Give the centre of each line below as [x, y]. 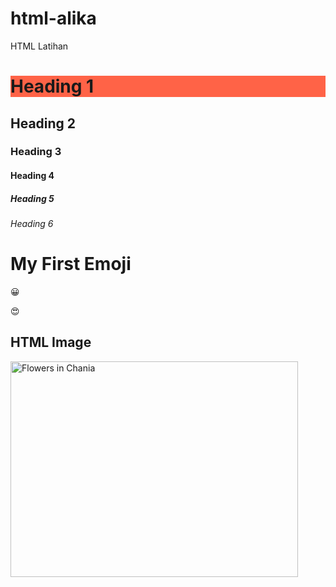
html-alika [53, 18]
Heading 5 [32, 198]
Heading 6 [32, 223]
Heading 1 [52, 86]
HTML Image [51, 342]
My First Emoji [71, 264]
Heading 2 [43, 123]
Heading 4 [32, 176]
